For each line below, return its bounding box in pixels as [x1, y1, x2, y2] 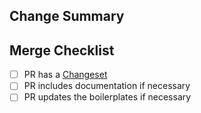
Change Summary [9, 8, 125, 25]
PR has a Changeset [23, 69, 108, 81]
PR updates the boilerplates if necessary [23, 91, 192, 103]
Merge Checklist [9, 42, 115, 59]
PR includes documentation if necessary [23, 80, 191, 92]
